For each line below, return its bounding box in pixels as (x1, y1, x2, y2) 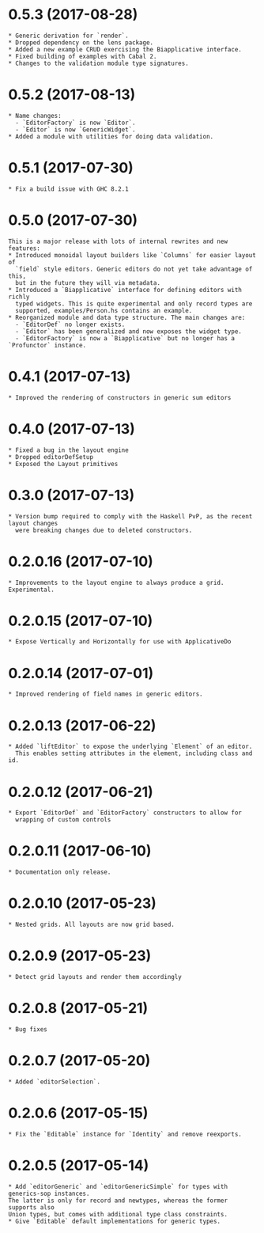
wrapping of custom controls (15, 816, 111, 824)
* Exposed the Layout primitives (8, 460, 119, 468)
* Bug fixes (8, 1026, 47, 1034)
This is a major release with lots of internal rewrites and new (8, 237, 228, 245)
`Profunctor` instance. (8, 341, 87, 349)
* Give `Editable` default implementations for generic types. (8, 1217, 221, 1225)
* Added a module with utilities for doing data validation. (8, 132, 214, 140)
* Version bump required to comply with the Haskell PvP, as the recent (8, 512, 253, 520)
